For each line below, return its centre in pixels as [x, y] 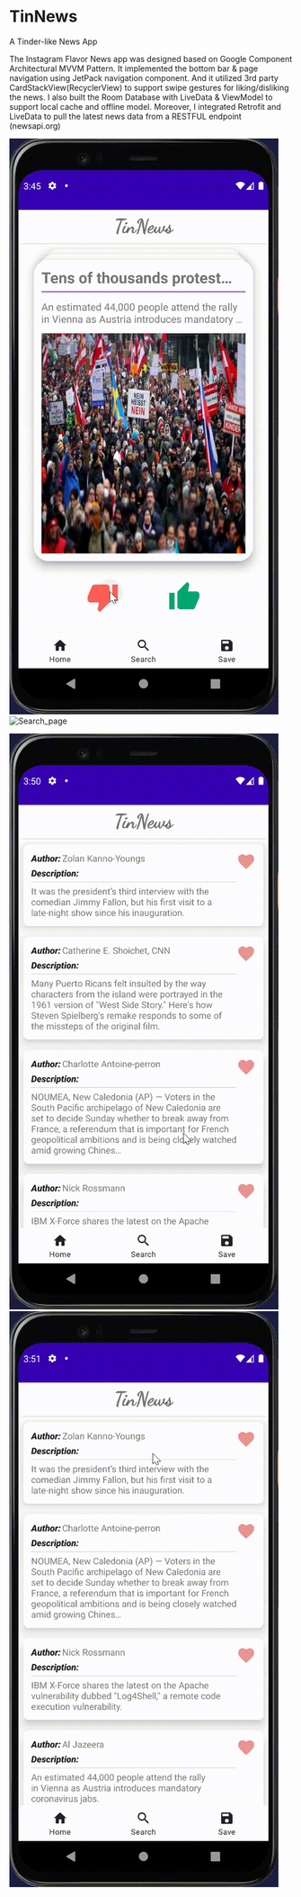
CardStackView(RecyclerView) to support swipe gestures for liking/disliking [149, 87]
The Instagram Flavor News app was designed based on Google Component [151, 58]
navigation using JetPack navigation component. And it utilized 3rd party [144, 77]
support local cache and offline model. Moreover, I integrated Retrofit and [145, 106]
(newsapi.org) [35, 126]
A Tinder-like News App [53, 41]
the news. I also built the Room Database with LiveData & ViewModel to [141, 97]
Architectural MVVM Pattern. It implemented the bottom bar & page [134, 68]
